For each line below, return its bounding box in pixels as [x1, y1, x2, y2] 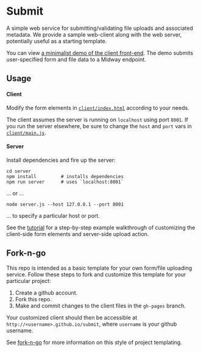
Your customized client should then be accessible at [6, 314, 138, 321]
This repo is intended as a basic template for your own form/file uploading [6, 264, 192, 271]
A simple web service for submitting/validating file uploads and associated [6, 24, 194, 32]
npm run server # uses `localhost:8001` [6, 179, 124, 185]
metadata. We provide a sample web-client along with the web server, [6, 31, 182, 38]
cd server [6, 168, 32, 174]
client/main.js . [6, 129, 47, 136]
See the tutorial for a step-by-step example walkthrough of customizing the [6, 224, 196, 231]
